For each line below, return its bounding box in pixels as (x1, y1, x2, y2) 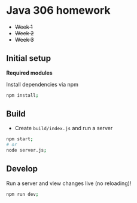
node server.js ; (6, 147, 47, 153)
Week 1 (14, 23, 33, 30)
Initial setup (6, 53, 51, 63)
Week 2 (14, 29, 34, 36)
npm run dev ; (6, 191, 39, 197)
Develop (6, 164, 38, 174)
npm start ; (6, 136, 34, 142)
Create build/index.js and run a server (14, 125, 113, 132)
